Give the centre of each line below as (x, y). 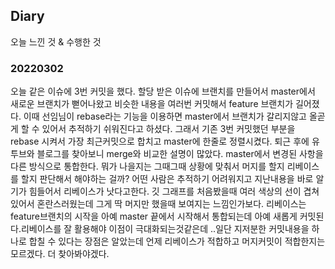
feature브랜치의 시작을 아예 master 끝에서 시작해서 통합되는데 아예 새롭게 (154, 216)
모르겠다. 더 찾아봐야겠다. (60, 254)
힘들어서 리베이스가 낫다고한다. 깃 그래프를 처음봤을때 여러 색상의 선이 (165, 191)
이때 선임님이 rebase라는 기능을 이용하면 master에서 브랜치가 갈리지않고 (165, 116)
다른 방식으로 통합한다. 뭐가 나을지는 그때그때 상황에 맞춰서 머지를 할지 (147, 166)
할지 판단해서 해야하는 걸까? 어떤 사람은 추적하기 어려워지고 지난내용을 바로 (167, 179)
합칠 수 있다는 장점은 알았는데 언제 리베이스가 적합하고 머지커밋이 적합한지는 (177, 241)
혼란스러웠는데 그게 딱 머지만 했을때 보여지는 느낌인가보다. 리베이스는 (171, 204)
